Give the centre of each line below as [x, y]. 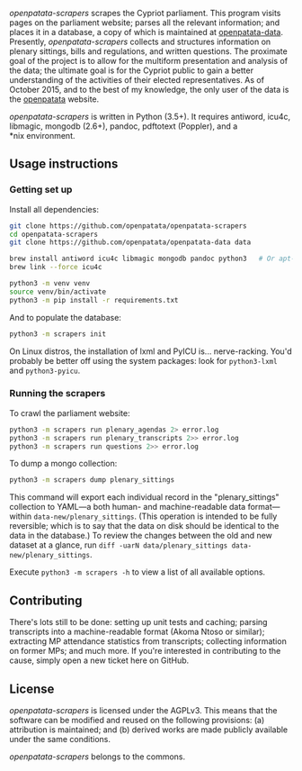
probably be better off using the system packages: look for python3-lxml [143, 360]
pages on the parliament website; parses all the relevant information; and [145, 23]
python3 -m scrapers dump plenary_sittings [92, 480]
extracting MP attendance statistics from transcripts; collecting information [148, 641]
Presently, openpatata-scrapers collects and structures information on [140, 41]
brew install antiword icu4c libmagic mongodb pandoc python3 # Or [142, 259]
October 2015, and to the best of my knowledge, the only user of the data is [149, 90]
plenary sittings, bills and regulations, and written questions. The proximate [148, 51]
